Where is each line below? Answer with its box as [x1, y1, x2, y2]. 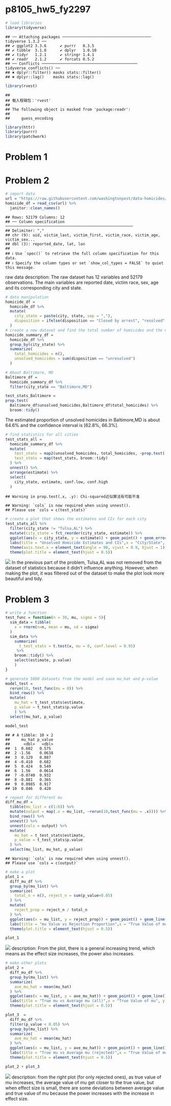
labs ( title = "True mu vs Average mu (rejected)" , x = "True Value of [10, 1050, 160, 1055]
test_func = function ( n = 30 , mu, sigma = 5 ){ [5, 615, 106, 620]
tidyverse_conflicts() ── [5, 65, 60, 71]
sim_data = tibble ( [10, 620, 51, 625]
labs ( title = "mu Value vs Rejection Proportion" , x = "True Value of [10, 921, 160, 927]
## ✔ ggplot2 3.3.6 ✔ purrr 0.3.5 [5, 43, 95, 48]
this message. [5, 265, 36, 270]
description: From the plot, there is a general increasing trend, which [11, 945, 155, 951]
